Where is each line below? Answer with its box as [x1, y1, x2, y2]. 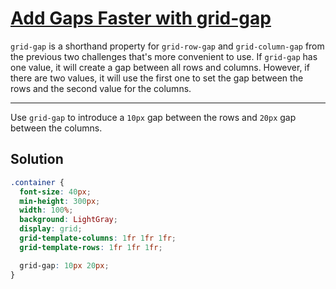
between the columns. [10, 122, 103, 134]
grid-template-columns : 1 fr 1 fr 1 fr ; [19, 233, 177, 243]
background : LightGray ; [19, 215, 118, 225]
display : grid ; [19, 224, 83, 234]
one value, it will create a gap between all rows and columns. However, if [10, 61, 310, 73]
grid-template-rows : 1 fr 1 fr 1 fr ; [19, 242, 163, 252]
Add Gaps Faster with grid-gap [10, 7, 272, 30]
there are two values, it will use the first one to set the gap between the [10, 72, 304, 84]
